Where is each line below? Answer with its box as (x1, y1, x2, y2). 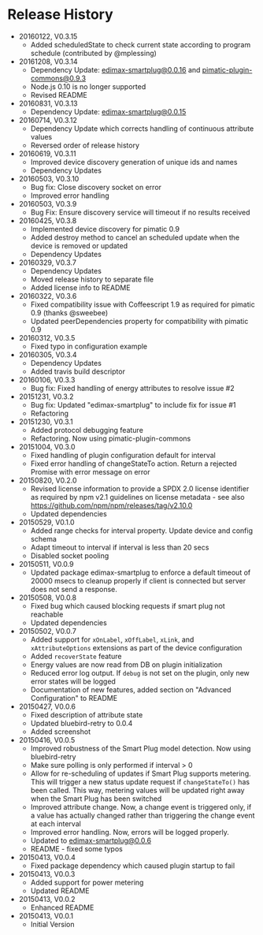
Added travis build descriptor (30, 367, 125, 376)
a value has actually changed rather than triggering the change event (30, 810, 255, 820)
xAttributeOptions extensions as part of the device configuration (30, 643, 243, 652)
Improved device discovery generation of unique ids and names (30, 157, 238, 166)
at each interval (30, 818, 82, 829)
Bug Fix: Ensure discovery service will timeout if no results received (30, 207, 250, 217)
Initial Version (30, 919, 76, 929)
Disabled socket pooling (30, 550, 109, 561)
